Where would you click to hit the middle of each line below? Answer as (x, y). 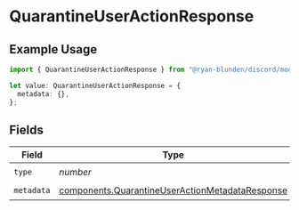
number (75, 172)
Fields (27, 129)
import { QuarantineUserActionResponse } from (97, 69)
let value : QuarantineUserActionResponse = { (95, 85)
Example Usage (53, 49)
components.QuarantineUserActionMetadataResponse (173, 190)
